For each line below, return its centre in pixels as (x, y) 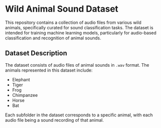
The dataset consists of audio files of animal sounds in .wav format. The (77, 65)
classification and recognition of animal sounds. (53, 38)
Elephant (21, 79)
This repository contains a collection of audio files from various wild (73, 22)
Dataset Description (36, 53)
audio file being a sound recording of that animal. (54, 120)
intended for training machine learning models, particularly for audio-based (81, 33)
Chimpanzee (25, 95)
